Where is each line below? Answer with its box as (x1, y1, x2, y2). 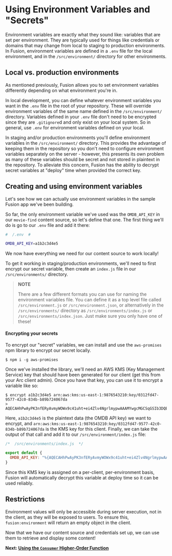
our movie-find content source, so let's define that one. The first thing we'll (5, 217, 164, 223)
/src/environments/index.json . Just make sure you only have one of (17, 313, 163, 319)
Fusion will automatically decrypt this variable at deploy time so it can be (5, 475, 159, 481)
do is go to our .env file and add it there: (5, 222, 90, 228)
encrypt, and (5, 420, 32, 427)
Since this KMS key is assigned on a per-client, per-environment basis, (5, 469, 155, 475)
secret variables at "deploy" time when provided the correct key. (5, 167, 142, 173)
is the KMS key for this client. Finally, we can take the (45, 426, 158, 432)
